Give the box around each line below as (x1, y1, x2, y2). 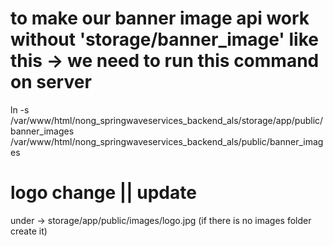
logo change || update (10, 182, 197, 204)
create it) (10, 225, 48, 237)
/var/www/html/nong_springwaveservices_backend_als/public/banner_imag (10, 135, 324, 147)
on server (10, 71, 92, 94)
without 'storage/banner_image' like (10, 28, 319, 51)
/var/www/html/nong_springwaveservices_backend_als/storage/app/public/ (10, 114, 324, 126)
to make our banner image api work (10, 7, 310, 30)
